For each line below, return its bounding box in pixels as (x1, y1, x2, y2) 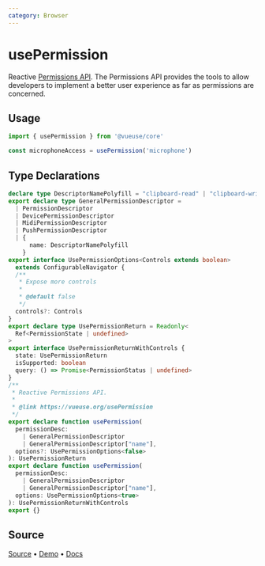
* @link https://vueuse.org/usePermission (11, 403, 154, 412)
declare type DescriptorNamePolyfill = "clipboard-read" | (8, 189, 207, 198)
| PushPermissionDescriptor (15, 226, 108, 234)
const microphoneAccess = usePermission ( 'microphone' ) (8, 147, 192, 155)
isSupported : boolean (15, 359, 87, 367)
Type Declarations (8, 169, 100, 182)
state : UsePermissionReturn (15, 351, 108, 360)
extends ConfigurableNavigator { (15, 263, 125, 272)
